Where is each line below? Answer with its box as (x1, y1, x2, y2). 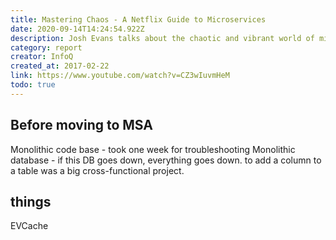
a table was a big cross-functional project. (10, 164, 185, 176)
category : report (10, 42, 83, 53)
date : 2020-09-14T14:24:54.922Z (10, 24, 145, 34)
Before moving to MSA (10, 117, 153, 134)
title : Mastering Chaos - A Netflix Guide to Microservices (10, 14, 267, 25)
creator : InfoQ (10, 52, 74, 62)
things (10, 193, 52, 210)
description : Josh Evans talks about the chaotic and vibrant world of (10, 33, 315, 43)
